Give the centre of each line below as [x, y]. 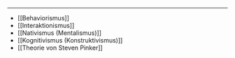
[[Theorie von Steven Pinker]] [60, 48]
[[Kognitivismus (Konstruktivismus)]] [70, 40]
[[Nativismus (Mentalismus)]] [59, 33]
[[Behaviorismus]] [43, 18]
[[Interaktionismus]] [46, 26]
